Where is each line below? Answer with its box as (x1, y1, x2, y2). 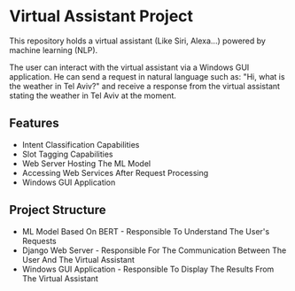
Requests (21, 235, 57, 246)
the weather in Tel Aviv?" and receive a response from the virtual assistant (9, 80, 281, 91)
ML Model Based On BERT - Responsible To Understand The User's (21, 226, 270, 236)
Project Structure (9, 203, 106, 218)
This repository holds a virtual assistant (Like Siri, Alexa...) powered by (9, 35, 266, 46)
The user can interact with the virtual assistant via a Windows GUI (9, 62, 250, 73)
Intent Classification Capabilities (21, 139, 140, 149)
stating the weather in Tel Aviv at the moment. (9, 90, 177, 101)
